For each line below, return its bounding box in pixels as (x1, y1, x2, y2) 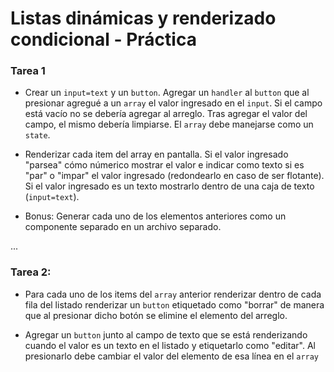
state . (24, 129, 51, 141)
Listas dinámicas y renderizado (10, 7, 277, 30)
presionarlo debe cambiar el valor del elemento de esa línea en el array (24, 350, 320, 362)
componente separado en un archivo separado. (24, 221, 222, 233)
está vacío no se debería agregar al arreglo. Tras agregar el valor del (24, 108, 308, 120)
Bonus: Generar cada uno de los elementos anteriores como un (24, 210, 287, 222)
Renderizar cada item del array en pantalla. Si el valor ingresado (24, 148, 289, 161)
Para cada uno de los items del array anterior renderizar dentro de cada (24, 288, 322, 300)
